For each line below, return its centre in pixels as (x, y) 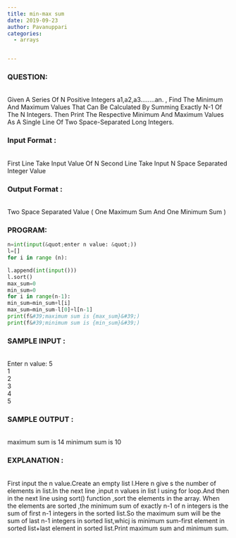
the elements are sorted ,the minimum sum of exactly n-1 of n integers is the (118, 506)
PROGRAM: (27, 230)
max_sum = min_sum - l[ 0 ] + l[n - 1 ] (50, 310)
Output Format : (35, 189)
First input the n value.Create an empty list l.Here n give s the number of (112, 483)
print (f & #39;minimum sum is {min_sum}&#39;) (74, 323)
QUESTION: (27, 77)
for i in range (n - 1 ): (39, 296)
